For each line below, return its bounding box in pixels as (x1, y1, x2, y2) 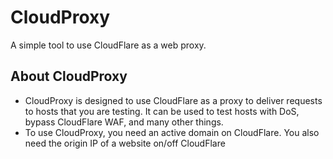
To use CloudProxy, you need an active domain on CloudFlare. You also (24, 126, 320, 138)
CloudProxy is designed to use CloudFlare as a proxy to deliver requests (24, 94, 323, 106)
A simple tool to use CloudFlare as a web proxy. (10, 39, 207, 51)
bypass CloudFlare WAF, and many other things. (24, 116, 224, 128)
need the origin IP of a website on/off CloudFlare (24, 137, 226, 149)
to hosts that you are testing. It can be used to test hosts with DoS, (24, 105, 300, 117)
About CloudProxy (10, 68, 128, 85)
